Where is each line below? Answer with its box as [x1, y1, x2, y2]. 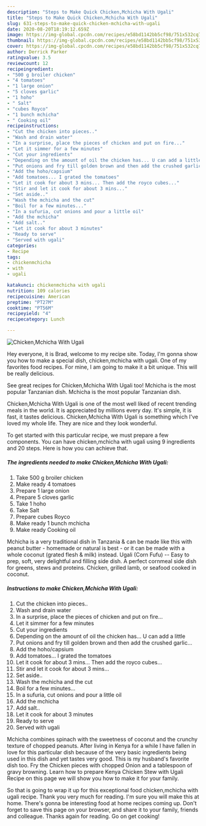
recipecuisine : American [7, 294, 70, 300]
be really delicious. [7, 370, 54, 377]
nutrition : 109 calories [7, 287, 70, 294]
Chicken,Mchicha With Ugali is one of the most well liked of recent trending [7, 400, 197, 407]
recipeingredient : [7, 66, 54, 72]
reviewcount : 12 [7, 60, 48, 66]
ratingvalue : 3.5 [7, 55, 51, 61]
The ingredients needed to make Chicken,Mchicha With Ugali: [7, 458, 169, 466]
